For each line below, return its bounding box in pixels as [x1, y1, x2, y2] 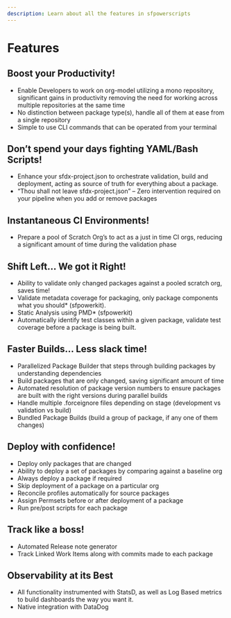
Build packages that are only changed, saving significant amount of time [17, 376, 224, 385]
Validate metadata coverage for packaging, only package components [17, 294, 219, 302]
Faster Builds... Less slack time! [7, 343, 148, 355]
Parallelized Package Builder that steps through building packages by [17, 362, 216, 370]
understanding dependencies [17, 369, 102, 377]
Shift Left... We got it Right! [7, 260, 126, 272]
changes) [17, 421, 45, 429]
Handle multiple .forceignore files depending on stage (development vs [17, 399, 221, 407]
